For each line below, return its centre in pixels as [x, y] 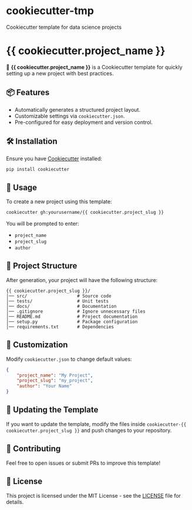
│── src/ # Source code [59, 296]
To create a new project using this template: [59, 202]
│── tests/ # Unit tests [58, 301]
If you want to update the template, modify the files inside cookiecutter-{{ [96, 424]
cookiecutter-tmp [50, 11]
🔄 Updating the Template [52, 410]
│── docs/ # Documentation [61, 306]
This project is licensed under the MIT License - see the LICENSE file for [93, 495]
